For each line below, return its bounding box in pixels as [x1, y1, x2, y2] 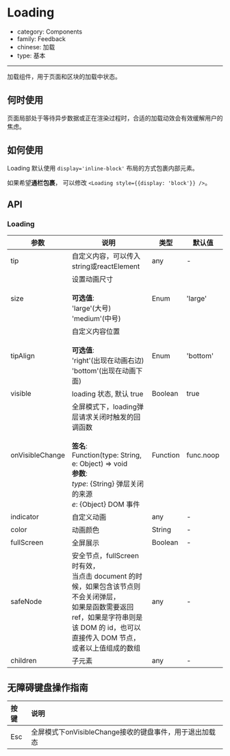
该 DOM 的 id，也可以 [71, 623, 142, 633]
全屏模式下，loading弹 [71, 402, 144, 412]
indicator [10, 512, 39, 522]
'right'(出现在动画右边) [71, 356, 144, 366]
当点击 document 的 [71, 572, 136, 581]
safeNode [10, 597, 42, 607]
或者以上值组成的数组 [71, 644, 141, 653]
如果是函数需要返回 [71, 603, 134, 612]
